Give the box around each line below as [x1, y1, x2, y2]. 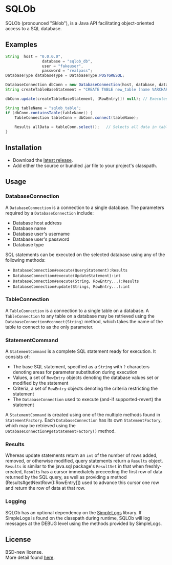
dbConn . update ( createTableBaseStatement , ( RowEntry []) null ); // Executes [5, 96, 168, 101]
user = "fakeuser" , [41, 64, 83, 69]
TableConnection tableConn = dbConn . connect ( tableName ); [14, 115, 139, 120]
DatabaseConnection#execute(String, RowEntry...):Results [12, 279, 139, 284]
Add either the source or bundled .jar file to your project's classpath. [12, 162, 157, 169]
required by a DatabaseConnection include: [5, 210, 94, 216]
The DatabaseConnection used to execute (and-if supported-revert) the [12, 396, 162, 403]
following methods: [5, 257, 46, 263]
